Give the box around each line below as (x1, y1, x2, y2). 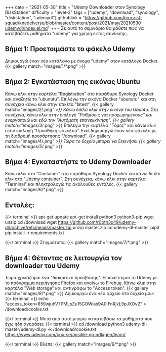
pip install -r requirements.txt (5, 230, 64, 236)
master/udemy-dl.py (5, 326, 46, 332)
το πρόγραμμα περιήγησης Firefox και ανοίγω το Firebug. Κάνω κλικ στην (5, 280, 157, 286)
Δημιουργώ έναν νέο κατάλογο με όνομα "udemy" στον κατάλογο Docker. (5, 58, 159, 64)
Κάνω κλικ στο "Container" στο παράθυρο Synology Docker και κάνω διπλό (5, 171, 161, 177)
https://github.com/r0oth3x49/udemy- (57, 219, 136, 225)
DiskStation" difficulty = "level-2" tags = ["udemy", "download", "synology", (5, 9, 160, 15)
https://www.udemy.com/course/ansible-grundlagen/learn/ (5, 332, 126, 338)
